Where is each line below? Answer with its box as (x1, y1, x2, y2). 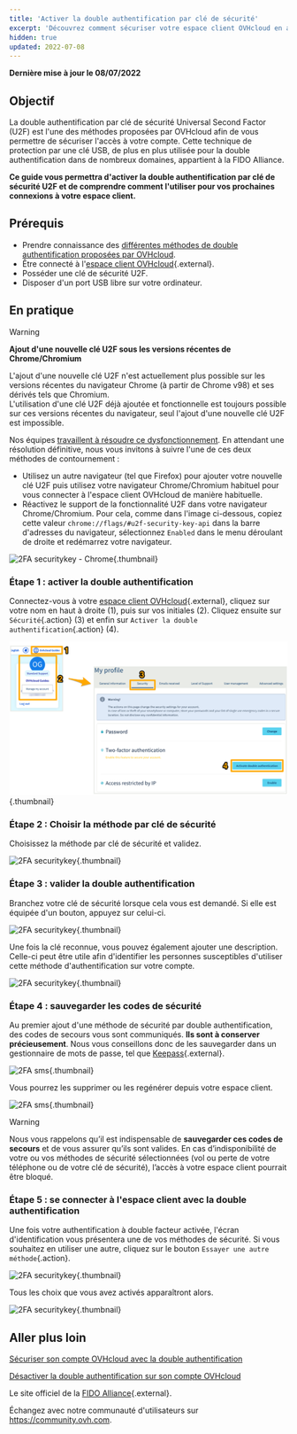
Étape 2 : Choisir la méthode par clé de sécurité (9, 818, 217, 830)
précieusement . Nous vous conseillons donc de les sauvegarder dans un (9, 1038, 277, 1049)
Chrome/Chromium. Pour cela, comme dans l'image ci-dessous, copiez (21, 508, 283, 518)
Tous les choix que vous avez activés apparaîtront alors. (9, 1287, 214, 1298)
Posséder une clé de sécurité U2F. (21, 267, 148, 278)
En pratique (9, 303, 74, 318)
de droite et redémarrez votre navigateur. (21, 536, 172, 546)
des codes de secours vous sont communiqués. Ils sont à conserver (9, 1028, 261, 1040)
